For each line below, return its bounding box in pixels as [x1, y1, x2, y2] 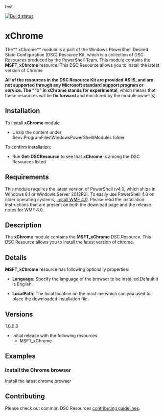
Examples [5, 352, 36, 361]
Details [5, 253, 27, 261]
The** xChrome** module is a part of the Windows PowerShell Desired [5, 46, 148, 52]
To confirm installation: [5, 144, 51, 150]
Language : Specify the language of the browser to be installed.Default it [12, 276, 158, 282]
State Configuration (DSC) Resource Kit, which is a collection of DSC [5, 52, 143, 57]
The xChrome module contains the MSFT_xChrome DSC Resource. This [5, 234, 152, 240]
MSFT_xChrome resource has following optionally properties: [5, 266, 130, 272]
